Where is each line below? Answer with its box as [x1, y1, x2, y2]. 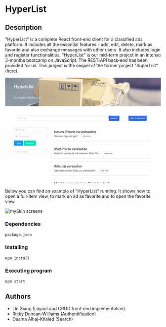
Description [5, 23, 42, 32]
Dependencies [5, 221, 41, 227]
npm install [5, 256, 30, 261]
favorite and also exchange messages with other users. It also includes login [5, 47, 161, 52]
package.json [5, 233, 32, 237]
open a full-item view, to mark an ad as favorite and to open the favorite [5, 193, 151, 199]
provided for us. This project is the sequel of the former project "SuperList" [5, 63, 158, 68]
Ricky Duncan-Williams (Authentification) [12, 311, 96, 317]
